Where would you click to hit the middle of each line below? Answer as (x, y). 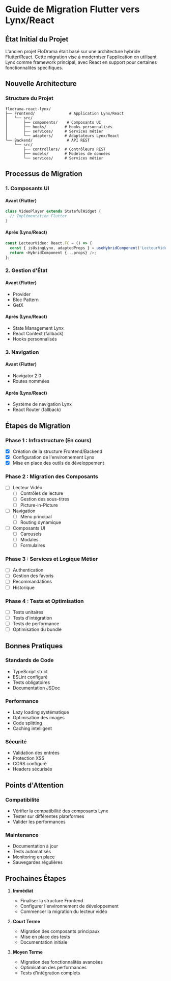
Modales (29, 539)
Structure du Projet (29, 98)
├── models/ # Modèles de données (67, 154)
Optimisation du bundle (37, 629)
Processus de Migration (44, 174)
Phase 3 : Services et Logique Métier (52, 559)
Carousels (31, 534)
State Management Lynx (38, 328)
